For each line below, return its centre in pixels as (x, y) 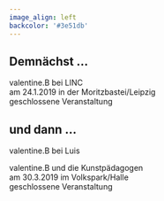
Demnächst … (49, 62)
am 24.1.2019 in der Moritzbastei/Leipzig (82, 92)
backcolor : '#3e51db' (49, 26)
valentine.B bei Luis (45, 151)
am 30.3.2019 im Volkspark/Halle (69, 177)
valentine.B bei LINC (46, 83)
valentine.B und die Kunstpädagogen (76, 168)
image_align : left (43, 17)
